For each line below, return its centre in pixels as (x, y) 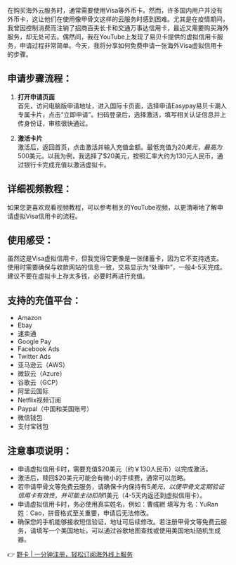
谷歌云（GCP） (39, 383)
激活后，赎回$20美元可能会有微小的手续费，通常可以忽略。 (103, 478)
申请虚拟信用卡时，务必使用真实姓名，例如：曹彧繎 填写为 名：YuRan (118, 504)
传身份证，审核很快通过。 (54, 123)
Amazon (29, 318)
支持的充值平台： (44, 300)
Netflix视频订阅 (39, 400)
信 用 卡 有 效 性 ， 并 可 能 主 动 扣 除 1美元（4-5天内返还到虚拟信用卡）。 (112, 495)
